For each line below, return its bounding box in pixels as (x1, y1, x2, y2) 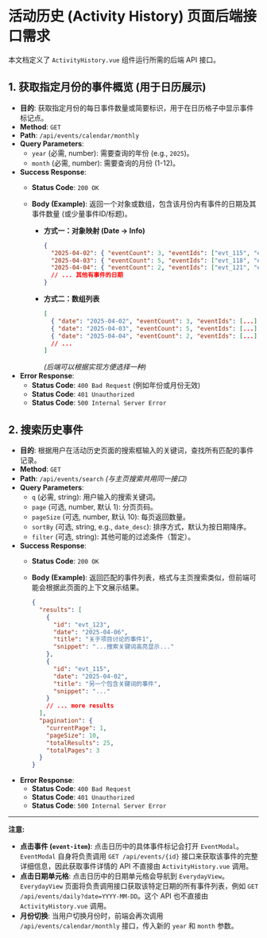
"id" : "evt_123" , (52, 621, 111, 629)
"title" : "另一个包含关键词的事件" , (52, 680, 161, 688)
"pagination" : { (38, 717, 93, 725)
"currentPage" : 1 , (46, 724, 107, 732)
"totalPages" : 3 (46, 746, 100, 754)
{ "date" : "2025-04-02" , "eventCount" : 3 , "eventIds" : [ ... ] (50, 317, 258, 325)
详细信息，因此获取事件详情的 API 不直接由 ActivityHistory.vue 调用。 (19, 862, 253, 871)
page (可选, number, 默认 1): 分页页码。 (31, 502, 157, 512)
